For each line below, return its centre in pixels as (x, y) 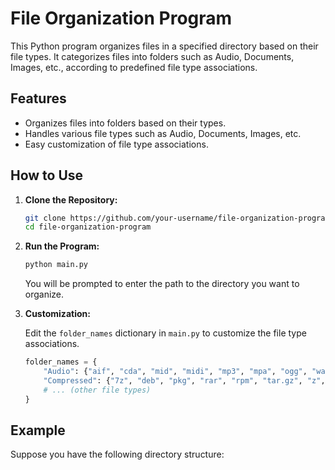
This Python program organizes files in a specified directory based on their (164, 46)
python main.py (56, 265)
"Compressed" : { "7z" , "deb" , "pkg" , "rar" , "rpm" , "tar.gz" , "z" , (184, 380)
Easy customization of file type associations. (116, 144)
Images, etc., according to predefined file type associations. (134, 67)
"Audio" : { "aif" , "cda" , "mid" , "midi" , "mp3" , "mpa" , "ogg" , (175, 372)
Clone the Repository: (71, 199)
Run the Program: (62, 246)
